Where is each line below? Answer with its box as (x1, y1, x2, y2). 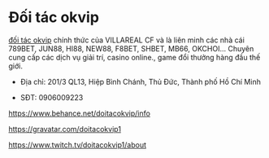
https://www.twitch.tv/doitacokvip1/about (8, 139, 146, 150)
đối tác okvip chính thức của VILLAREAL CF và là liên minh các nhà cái (8, 35, 245, 45)
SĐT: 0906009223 (20, 92, 84, 102)
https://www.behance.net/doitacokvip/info (8, 108, 150, 118)
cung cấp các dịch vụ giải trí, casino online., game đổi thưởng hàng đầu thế (8, 52, 261, 62)
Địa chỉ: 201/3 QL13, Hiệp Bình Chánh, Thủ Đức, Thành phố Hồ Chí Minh (20, 77, 262, 86)
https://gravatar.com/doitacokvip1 (8, 124, 122, 134)
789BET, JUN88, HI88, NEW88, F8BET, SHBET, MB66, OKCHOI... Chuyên (8, 43, 254, 53)
